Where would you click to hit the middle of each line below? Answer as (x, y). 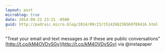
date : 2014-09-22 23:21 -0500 (37, 19)
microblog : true (22, 15)
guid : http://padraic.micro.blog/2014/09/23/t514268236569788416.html (82, 24)
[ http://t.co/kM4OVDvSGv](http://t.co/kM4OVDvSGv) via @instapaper (79, 44)
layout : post (19, 10)
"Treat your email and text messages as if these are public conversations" (83, 39)
